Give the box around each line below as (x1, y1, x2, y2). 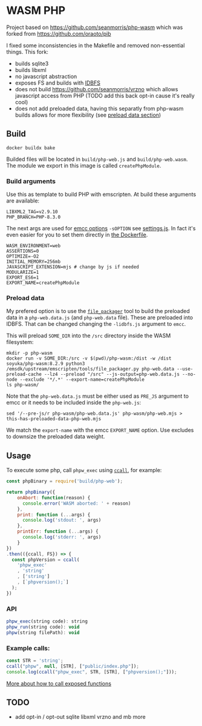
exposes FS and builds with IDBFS (15, 79, 101, 86)
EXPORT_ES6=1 (6, 274, 39, 281)
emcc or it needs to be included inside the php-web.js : (6, 399, 142, 406)
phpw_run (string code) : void (6, 624, 80, 630)
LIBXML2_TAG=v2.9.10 (6, 209, 59, 215)
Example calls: (6, 644, 50, 652)
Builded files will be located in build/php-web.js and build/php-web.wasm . (6, 155, 188, 163)
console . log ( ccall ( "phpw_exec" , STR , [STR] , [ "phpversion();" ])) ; (6, 669, 177, 675)
